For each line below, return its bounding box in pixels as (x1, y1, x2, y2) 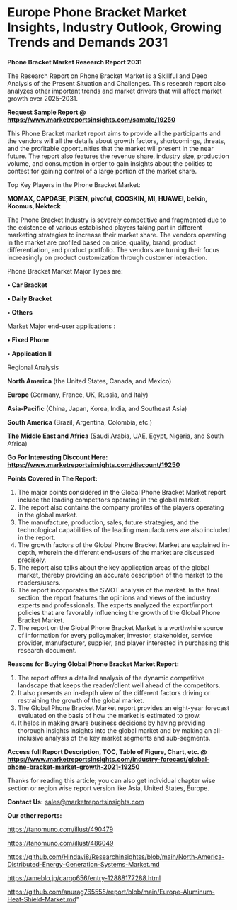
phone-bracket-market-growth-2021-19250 (7, 763, 140, 771)
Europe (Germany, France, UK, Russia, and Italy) (7, 391, 149, 399)
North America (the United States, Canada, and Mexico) (7, 376, 172, 385)
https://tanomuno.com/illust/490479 (7, 825, 114, 833)
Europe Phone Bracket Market (7, 4, 187, 21)
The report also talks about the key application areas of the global (17, 563, 210, 571)
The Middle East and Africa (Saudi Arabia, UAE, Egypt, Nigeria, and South (7, 432, 224, 440)
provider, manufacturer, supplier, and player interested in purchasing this (17, 639, 230, 647)
